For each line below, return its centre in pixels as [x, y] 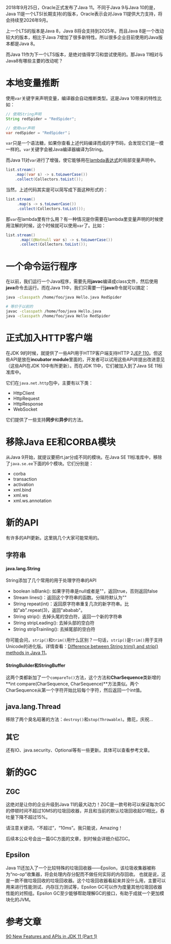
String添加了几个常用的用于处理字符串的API [51, 580]
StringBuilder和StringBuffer [36, 665]
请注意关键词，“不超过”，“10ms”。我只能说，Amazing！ [64, 828]
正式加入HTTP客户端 [49, 338]
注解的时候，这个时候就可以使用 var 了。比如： [58, 225]
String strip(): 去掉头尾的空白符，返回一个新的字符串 [67, 616]
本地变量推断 [33, 83]
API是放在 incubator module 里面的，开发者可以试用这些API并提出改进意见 [87, 359]
